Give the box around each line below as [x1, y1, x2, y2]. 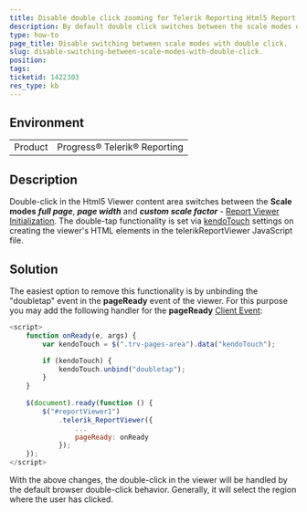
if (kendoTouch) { [42, 356, 112, 365]
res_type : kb [9, 81, 59, 90]
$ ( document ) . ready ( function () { [26, 399, 153, 408]
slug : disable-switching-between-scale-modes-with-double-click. [9, 47, 263, 57]
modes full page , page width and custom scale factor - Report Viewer [9, 206, 281, 217]
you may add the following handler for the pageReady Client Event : [9, 305, 263, 316]
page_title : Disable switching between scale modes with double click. [9, 38, 288, 48]
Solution [9, 261, 58, 277]
